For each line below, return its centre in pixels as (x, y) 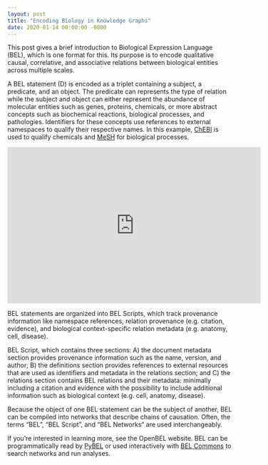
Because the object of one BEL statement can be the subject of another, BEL (120, 409)
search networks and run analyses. (59, 454)
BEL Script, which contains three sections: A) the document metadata (109, 350)
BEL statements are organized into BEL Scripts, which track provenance (113, 314)
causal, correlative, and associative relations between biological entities (113, 63)
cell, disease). (28, 337)
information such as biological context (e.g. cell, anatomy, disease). (106, 396)
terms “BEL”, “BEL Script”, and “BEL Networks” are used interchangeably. (115, 424)
